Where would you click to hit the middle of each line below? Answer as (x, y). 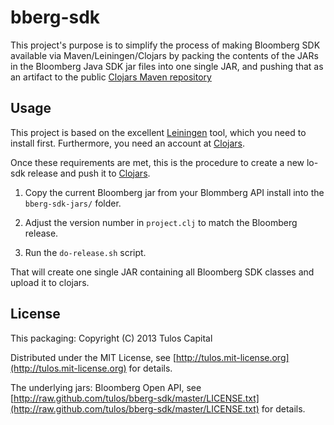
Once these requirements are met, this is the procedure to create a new (157, 162)
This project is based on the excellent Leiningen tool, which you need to (158, 132)
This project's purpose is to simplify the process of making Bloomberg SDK (165, 45)
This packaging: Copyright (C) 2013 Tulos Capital (111, 338)
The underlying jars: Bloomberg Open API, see (106, 387)
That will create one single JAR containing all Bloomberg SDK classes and (162, 272)
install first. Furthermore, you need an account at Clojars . (128, 143)
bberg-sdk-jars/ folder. (73, 203)
